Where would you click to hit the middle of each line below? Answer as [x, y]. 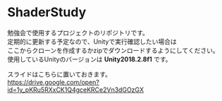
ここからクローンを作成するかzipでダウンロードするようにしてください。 [113, 50]
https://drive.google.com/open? [54, 82]
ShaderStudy [47, 12]
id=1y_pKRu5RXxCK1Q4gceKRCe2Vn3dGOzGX [76, 90]
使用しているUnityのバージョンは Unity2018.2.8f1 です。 [90, 59]
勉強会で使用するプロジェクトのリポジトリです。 [78, 32]
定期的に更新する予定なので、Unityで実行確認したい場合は [92, 41]
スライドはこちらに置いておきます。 [59, 74]
